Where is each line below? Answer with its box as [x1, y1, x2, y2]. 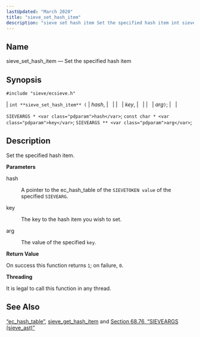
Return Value [6, 250, 39, 257]
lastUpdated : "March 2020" [6, 8, 73, 15]
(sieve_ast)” [6, 324, 36, 331]
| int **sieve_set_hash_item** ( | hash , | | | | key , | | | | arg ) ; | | [6, 101, 177, 108]
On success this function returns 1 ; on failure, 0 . [6, 262, 124, 269]
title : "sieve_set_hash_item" [6, 14, 82, 20]
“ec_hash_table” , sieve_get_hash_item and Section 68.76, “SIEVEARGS [6, 317, 179, 325]
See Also [6, 302, 40, 312]
